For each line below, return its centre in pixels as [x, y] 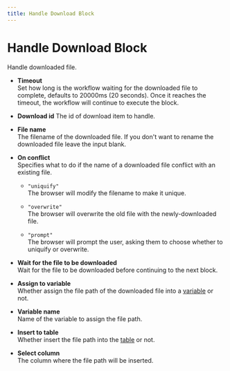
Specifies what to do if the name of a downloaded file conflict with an [116, 165]
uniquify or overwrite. [58, 249]
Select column [38, 353]
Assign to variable [44, 283]
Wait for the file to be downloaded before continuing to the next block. [117, 270]
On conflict [34, 157]
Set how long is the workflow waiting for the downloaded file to [107, 88]
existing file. [34, 172]
